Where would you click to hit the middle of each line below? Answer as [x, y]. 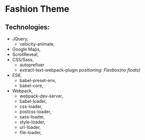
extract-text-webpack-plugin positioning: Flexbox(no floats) [80, 70]
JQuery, [20, 39]
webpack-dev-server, [41, 96]
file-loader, [31, 132]
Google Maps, [26, 49]
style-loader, [32, 122]
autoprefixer [32, 65]
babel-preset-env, [38, 80]
